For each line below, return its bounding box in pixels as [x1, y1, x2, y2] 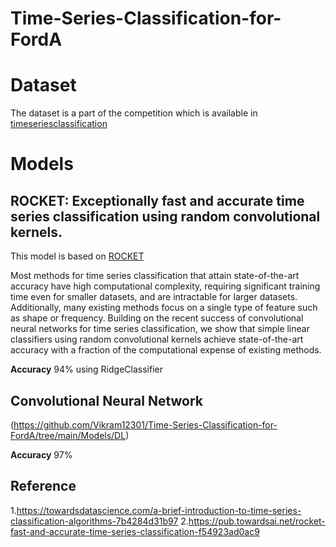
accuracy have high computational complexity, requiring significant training [10, 280, 321, 292]
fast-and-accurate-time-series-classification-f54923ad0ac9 [10, 525, 260, 537]
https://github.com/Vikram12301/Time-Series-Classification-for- [13, 418, 278, 431]
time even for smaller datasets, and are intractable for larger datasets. [10, 291, 298, 303]
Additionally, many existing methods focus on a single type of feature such [10, 302, 318, 314]
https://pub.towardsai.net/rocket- [188, 515, 326, 527]
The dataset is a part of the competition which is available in [10, 107, 258, 119]
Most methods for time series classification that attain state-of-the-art [10, 270, 300, 282]
